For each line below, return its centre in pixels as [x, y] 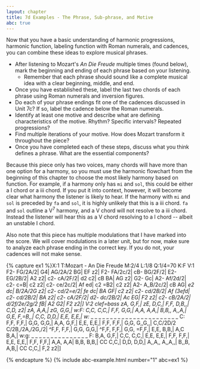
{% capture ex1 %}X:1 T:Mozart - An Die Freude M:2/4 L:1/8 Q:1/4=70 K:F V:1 [101, 266]
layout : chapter [26, 12]
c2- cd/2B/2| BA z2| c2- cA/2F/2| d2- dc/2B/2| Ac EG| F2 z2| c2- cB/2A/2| [99, 298]
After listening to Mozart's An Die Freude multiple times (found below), [101, 64]
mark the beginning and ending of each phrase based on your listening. [103, 71]
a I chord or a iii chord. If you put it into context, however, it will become [94, 190]
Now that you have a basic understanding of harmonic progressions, [90, 40]
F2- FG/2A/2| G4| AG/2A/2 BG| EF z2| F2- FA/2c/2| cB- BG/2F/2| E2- [92, 272]
